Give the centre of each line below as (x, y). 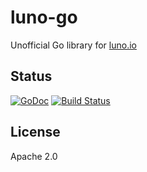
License (35, 132)
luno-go (44, 17)
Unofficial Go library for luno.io (73, 45)
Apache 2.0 (34, 156)
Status (31, 76)
